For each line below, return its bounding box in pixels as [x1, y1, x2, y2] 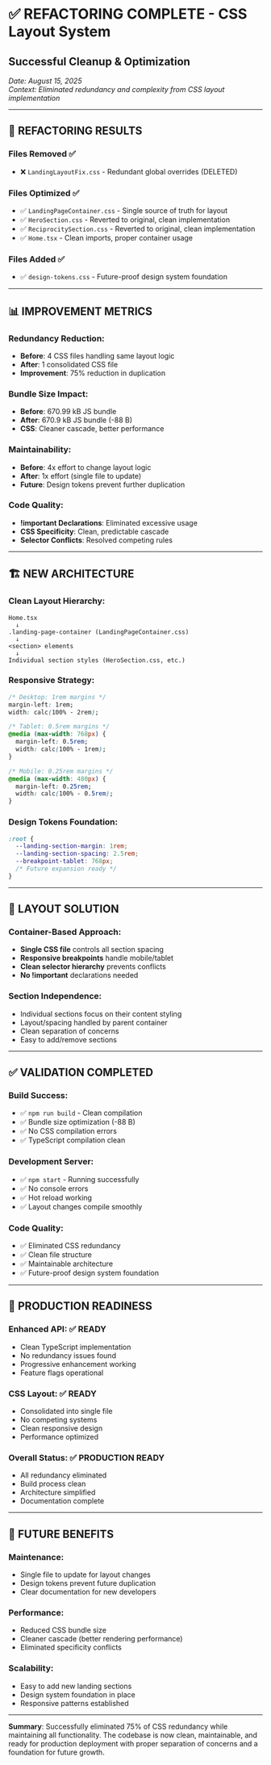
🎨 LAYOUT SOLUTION [8, 902, 119, 916]
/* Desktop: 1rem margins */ [8, 693, 106, 701]
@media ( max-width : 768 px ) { [8, 730, 106, 739]
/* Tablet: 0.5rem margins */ [8, 723, 110, 731]
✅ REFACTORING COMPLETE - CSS [8, 5, 248, 23]
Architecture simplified [19, 1487, 96, 1498]
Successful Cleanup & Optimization [8, 54, 191, 69]
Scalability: [8, 1662, 54, 1674]
